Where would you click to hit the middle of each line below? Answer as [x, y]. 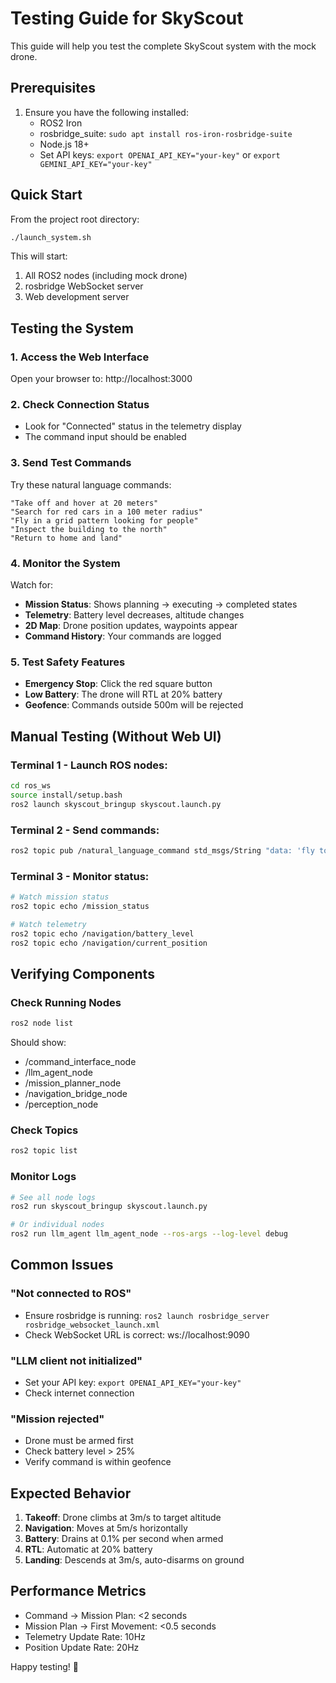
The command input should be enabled [105, 437]
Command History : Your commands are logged [123, 636]
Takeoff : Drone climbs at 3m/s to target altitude [123, 1518]
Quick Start [46, 195]
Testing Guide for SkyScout [127, 18]
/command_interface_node [80, 1062]
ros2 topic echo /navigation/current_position [109, 943]
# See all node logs [53, 1197]
